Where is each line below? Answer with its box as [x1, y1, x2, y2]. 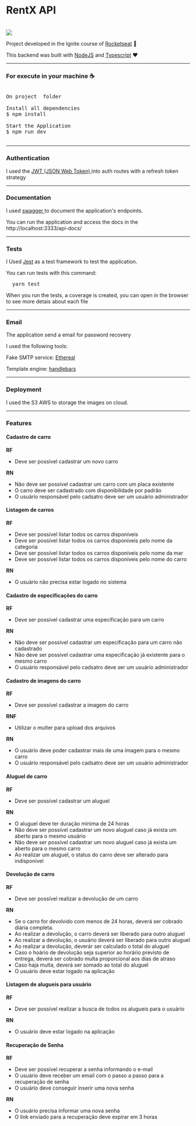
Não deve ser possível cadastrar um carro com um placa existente [14, 480, 174, 487]
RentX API [6, 4, 57, 17]
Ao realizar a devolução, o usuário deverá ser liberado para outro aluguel [14, 936, 190, 943]
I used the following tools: [6, 343, 68, 350]
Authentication [6, 154, 50, 162]
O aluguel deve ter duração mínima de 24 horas [14, 820, 129, 827]
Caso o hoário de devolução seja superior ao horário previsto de [14, 948, 170, 956]
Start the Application [6, 122, 71, 129]
